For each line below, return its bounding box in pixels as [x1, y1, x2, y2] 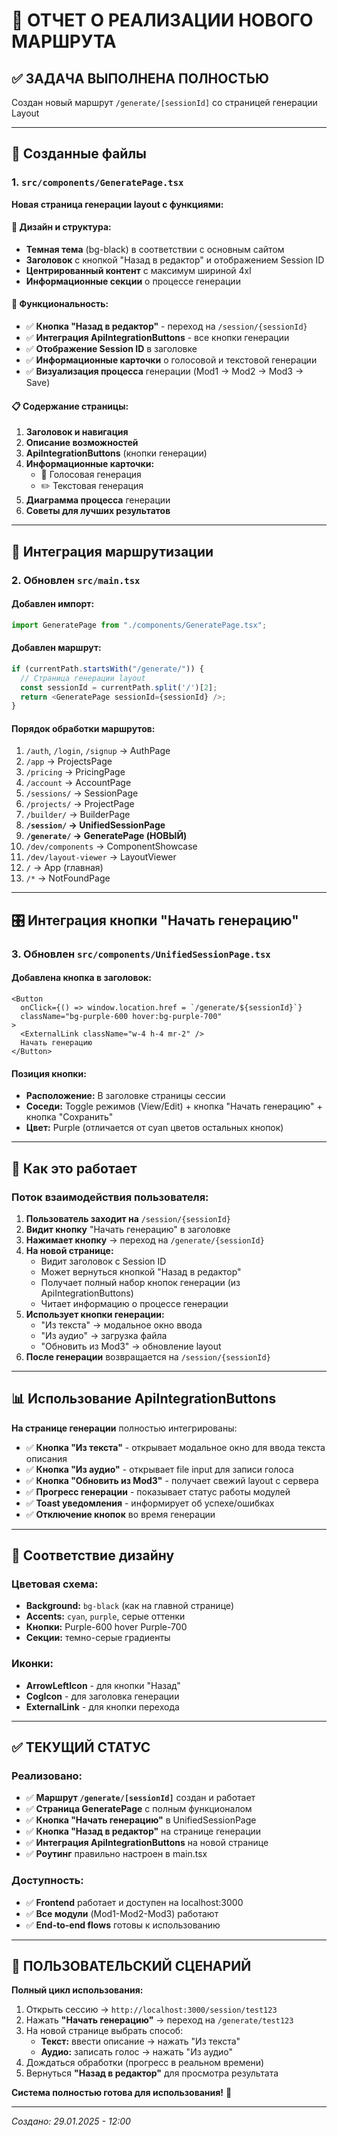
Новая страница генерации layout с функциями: [11, 198, 224, 210]
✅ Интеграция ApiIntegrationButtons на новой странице [25, 1837, 269, 1849]
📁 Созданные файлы [11, 145, 148, 163]
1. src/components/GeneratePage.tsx [11, 175, 184, 189]
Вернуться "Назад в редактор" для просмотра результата [25, 2067, 279, 2079]
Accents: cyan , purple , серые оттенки [25, 1610, 186, 1623]
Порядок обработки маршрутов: [11, 722, 156, 734]
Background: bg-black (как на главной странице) [25, 1600, 235, 1612]
